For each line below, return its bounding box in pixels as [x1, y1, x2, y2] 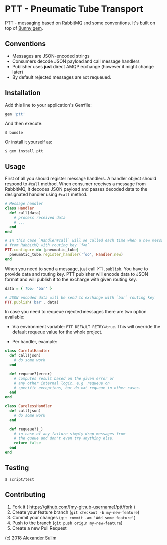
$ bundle [5, 130, 23, 135]
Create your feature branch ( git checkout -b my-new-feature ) [12, 509, 140, 515]
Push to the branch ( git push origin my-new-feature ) [12, 520, 123, 526]
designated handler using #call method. [5, 191, 88, 198]
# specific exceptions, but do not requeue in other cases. [14, 385, 141, 390]
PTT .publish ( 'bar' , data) [5, 300, 59, 305]
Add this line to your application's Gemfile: [5, 102, 92, 108]
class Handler [5, 206, 35, 211]
